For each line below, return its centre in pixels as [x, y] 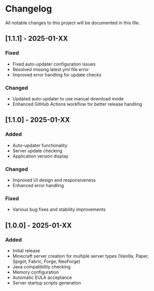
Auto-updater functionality [40, 145]
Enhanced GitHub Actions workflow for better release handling [77, 104]
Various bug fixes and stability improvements [59, 209]
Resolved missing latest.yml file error [51, 69]
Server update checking [37, 151]
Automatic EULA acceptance [42, 277]
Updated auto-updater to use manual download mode [68, 98]
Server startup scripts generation [47, 282]
